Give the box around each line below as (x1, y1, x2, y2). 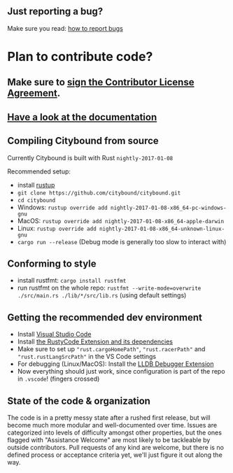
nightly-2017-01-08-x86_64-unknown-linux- (99, 225, 225, 232)
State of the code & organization (7, 395, 150, 407)
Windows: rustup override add (17, 203, 108, 211)
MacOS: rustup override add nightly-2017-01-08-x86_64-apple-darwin (17, 216, 225, 225)
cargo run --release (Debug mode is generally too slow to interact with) (17, 237, 227, 246)
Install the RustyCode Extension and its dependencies (17, 337, 174, 346)
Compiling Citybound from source (7, 135, 159, 147)
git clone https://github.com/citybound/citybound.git (17, 189, 181, 197)
